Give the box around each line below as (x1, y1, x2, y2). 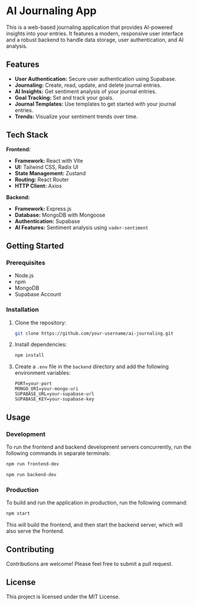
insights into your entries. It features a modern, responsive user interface (6, 30, 184, 37)
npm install (14, 352, 44, 358)
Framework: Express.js (14, 205, 72, 212)
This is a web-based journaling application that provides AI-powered (6, 24, 173, 31)
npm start (6, 510, 31, 517)
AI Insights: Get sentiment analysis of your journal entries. (14, 87, 157, 95)
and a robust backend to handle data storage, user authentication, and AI (6, 36, 184, 43)
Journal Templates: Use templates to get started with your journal (14, 100, 176, 107)
